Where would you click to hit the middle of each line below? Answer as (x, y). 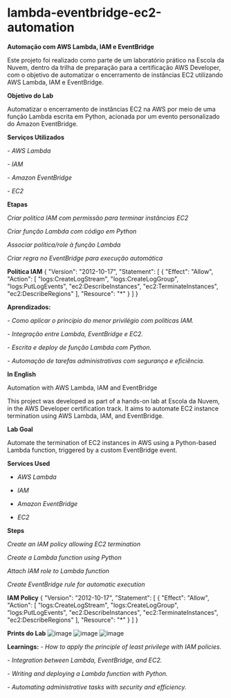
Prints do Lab (27, 633)
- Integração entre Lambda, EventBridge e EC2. (75, 333)
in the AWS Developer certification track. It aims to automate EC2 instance (113, 408)
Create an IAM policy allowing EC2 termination (74, 544)
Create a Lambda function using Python (65, 557)
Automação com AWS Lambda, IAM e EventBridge (81, 46)
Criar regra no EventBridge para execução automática (85, 258)
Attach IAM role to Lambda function (58, 570)
